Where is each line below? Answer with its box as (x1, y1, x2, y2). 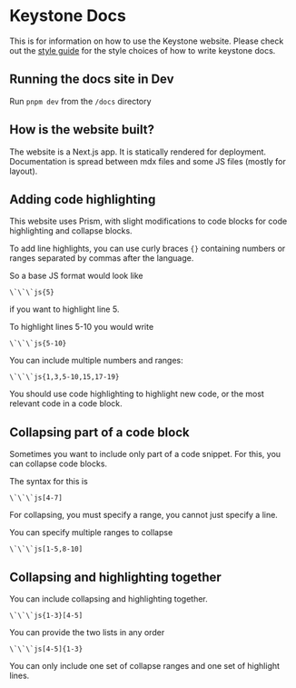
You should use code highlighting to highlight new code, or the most (9, 388, 265, 400)
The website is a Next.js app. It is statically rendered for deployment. (9, 146, 266, 157)
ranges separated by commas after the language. (9, 253, 194, 264)
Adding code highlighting (9, 192, 156, 207)
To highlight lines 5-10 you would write (9, 322, 154, 333)
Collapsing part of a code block (9, 424, 190, 440)
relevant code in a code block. (9, 398, 123, 409)
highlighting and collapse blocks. (9, 225, 133, 236)
